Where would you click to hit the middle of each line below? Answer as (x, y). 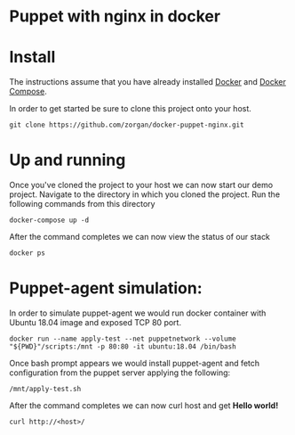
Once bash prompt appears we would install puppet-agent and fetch (135, 363)
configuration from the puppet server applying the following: (120, 373)
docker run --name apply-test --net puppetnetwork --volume (123, 339)
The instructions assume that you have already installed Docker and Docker (148, 82)
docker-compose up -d (49, 220)
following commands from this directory (82, 204)
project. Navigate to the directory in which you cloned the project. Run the (145, 194)
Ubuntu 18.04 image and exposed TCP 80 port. (96, 322)
